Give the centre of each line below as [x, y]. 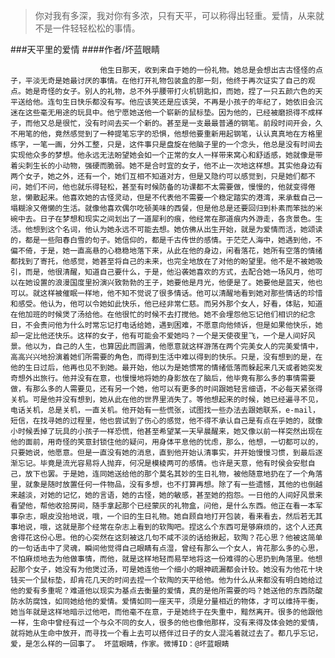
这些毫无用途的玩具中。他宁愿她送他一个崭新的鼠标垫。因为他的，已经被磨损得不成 [170, 113]
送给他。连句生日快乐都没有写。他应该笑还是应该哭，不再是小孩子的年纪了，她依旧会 [166, 102]
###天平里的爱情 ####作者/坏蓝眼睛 [85, 49]
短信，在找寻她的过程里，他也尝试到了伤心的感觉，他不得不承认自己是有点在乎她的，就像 [166, 421]
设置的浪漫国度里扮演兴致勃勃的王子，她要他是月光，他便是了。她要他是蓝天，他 [174, 283]
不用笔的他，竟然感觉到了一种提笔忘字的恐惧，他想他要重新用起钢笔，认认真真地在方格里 [166, 134]
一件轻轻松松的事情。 [96, 28]
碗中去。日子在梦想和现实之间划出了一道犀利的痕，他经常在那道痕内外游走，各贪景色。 [163, 219]
